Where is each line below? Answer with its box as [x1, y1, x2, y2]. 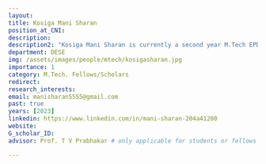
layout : [8, 11, 34, 20]
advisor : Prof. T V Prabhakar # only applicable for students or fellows [8, 136, 257, 145]
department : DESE [8, 48, 66, 56]
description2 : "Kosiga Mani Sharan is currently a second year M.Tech [8, 41, 246, 49]
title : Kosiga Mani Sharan [8, 19, 97, 27]
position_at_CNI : [8, 26, 66, 34]
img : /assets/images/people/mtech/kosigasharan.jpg [8, 56, 182, 64]
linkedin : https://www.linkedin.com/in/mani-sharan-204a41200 [8, 115, 218, 123]
